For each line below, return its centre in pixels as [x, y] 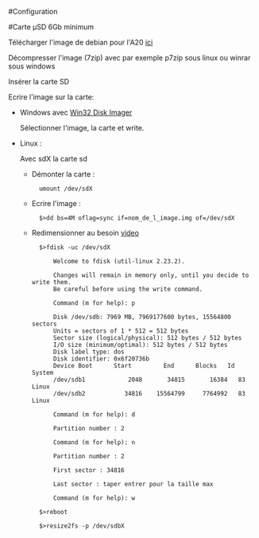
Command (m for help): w [94, 498]
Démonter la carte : [63, 174]
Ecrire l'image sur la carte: [51, 97]
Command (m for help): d [94, 415]
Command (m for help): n [94, 442]
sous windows [32, 66]
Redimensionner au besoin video [85, 233]
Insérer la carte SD [39, 82]
